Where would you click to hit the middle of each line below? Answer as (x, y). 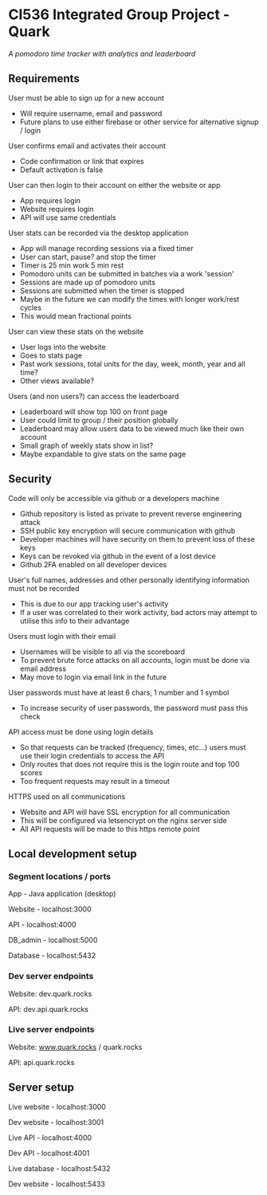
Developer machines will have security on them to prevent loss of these (137, 539)
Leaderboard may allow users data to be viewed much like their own (132, 429)
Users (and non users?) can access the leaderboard (94, 396)
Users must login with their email (62, 636)
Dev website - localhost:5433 (57, 1184)
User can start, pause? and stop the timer (88, 257)
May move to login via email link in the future (93, 677)
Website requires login (57, 209)
